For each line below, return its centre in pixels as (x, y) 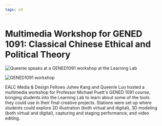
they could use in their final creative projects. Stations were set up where (79, 103)
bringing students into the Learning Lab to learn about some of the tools (77, 97)
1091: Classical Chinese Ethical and (78, 44)
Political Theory (38, 54)
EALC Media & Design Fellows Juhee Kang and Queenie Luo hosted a (75, 87)
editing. (13, 118)
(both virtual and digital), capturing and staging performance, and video (77, 113)
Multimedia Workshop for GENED (74, 33)
